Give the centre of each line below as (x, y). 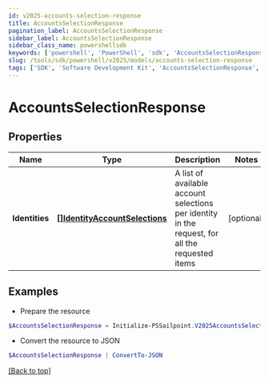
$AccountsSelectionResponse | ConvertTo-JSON (85, 356)
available (192, 183)
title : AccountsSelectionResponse (66, 23)
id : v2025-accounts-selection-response (75, 16)
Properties (35, 137)
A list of (189, 173)
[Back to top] (30, 371)
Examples (33, 292)
